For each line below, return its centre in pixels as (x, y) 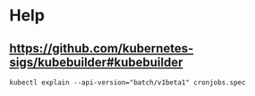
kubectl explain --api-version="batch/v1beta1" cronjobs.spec (127, 83)
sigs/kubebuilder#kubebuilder (96, 62)
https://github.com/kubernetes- (102, 48)
